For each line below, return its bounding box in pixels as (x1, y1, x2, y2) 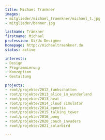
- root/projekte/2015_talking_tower (5, 110, 79, 115)
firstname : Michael (5, 34, 45, 39)
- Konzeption (5, 70, 31, 75)
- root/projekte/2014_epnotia (5, 105, 66, 110)
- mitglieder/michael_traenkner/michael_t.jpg (5, 16, 101, 21)
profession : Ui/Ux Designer (5, 38, 62, 44)
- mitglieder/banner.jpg (5, 20, 55, 26)
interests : (5, 56, 27, 61)
